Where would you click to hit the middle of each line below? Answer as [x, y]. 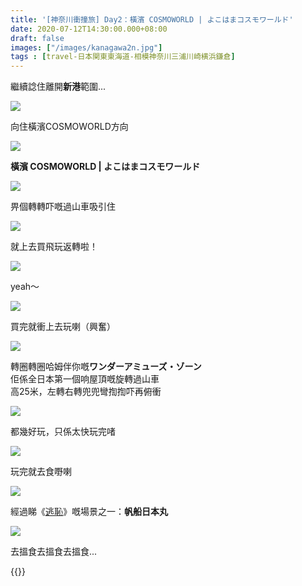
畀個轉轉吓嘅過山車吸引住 [63, 207]
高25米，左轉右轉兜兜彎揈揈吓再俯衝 [86, 392]
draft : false [37, 38]
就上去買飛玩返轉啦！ [54, 247]
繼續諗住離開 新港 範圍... [58, 87]
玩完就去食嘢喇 [41, 472]
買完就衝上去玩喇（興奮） [63, 327]
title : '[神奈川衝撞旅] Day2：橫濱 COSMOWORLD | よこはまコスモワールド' [152, 19]
